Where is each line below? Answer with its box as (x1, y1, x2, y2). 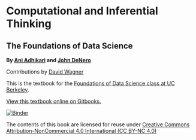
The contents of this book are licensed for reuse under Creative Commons (6, 121, 190, 128)
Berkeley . (6, 86, 29, 93)
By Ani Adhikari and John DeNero (6, 57, 91, 63)
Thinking (6, 17, 52, 31)
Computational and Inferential (6, 4, 159, 18)
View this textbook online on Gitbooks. (6, 98, 102, 105)
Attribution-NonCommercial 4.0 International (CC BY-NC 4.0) (6, 127, 157, 134)
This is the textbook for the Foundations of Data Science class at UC (6, 80, 175, 87)
